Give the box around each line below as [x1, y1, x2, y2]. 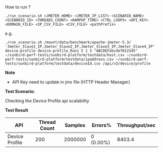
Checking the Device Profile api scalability [5, 98, 90, 103]
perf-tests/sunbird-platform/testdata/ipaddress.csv [5, 57, 114, 62]
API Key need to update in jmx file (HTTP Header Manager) [12, 79, 130, 84]
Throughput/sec [117, 122, 156, 128]
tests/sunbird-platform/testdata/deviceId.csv [5, 61, 101, 66]
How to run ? [5, 4, 31, 10]
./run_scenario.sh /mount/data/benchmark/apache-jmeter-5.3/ [5, 40, 131, 45]
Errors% [92, 122, 112, 128]
